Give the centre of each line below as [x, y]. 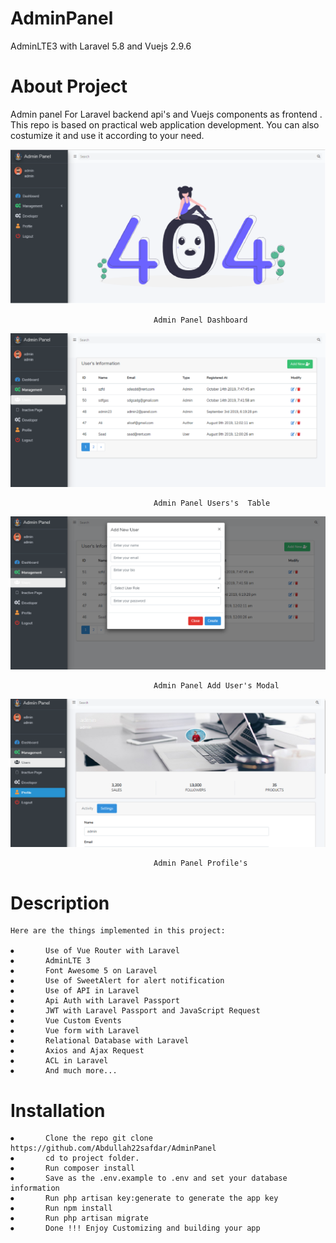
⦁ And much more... [64, 1071]
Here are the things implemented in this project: [118, 931]
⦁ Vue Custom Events [66, 1021]
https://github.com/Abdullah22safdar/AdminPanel [113, 1148]
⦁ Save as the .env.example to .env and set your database [149, 1178]
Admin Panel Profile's [200, 863]
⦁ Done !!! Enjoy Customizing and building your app [135, 1228]
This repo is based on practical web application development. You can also [165, 124]
